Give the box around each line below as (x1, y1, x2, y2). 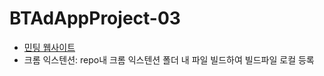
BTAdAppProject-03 (9, 7, 181, 30)
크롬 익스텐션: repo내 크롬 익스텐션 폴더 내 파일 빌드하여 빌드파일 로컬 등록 (23, 53, 315, 66)
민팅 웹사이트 (23, 41, 76, 53)
